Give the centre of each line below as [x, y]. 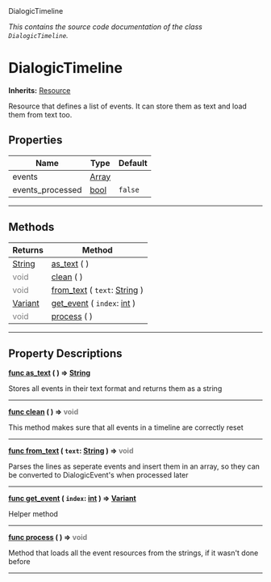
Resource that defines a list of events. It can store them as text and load [128, 106]
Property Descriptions [65, 353]
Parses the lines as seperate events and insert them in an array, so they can [134, 466]
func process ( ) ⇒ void [48, 537]
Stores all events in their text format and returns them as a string [115, 389]
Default [133, 163]
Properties [35, 140]
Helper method [33, 514]
